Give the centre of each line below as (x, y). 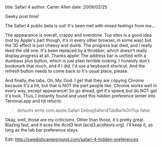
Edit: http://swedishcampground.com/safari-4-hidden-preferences (72, 139)
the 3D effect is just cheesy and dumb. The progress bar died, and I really (79, 45)
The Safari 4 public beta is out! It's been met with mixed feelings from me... (80, 26)
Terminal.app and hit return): (33, 101)
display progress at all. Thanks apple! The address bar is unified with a (76, 56)
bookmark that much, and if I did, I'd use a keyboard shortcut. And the (75, 66)
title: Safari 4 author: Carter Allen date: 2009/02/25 (56, 7)
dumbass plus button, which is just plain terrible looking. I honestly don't (77, 61)
